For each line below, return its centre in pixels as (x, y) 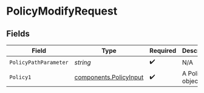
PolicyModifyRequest (62, 11)
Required (163, 51)
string (83, 62)
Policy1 (20, 77)
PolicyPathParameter (39, 62)
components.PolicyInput (109, 77)
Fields (18, 34)
